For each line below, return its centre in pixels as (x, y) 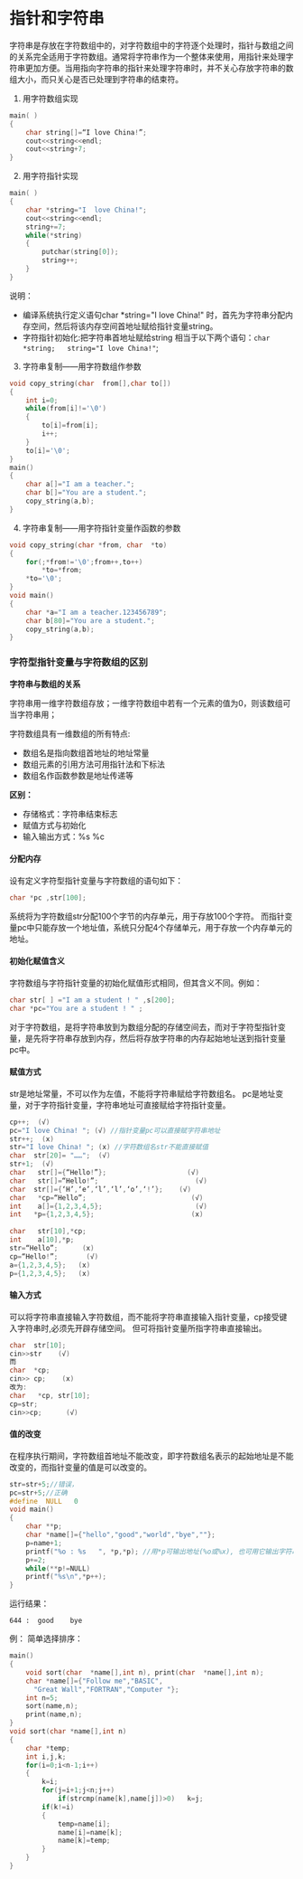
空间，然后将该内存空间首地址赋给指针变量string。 (124, 326)
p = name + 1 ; (44, 1543)
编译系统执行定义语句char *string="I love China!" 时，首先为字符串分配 (154, 315)
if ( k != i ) (58, 1807)
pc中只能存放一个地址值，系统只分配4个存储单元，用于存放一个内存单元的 (155, 927)
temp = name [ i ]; (84, 1824)
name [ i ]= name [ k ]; (90, 1832)
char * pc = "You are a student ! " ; (76, 1008)
